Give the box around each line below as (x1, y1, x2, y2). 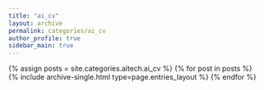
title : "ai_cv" (8, 11, 60, 20)
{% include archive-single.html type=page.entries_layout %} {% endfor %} (8, 72, 257, 82)
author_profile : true (8, 34, 81, 43)
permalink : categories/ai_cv (8, 27, 106, 35)
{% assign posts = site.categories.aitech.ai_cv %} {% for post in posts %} (8, 63, 253, 73)
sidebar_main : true (8, 42, 74, 50)
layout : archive (8, 19, 63, 27)
